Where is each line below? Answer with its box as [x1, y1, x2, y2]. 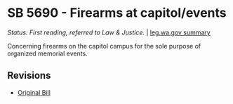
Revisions [7, 70, 51, 82]
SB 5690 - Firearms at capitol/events [7, 5, 227, 21]
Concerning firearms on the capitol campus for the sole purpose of [7, 41, 201, 50]
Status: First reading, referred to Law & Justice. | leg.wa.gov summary [7, 28, 211, 37]
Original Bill [17, 88, 51, 96]
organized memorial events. [7, 49, 88, 58]
